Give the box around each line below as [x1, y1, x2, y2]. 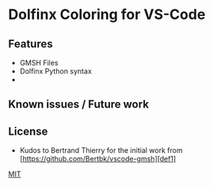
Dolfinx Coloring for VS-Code [8, 6, 206, 24]
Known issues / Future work [8, 97, 149, 112]
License [8, 124, 48, 138]
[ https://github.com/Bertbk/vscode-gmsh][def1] [19, 154, 177, 164]
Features [8, 37, 53, 51]
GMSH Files [19, 58, 59, 67]
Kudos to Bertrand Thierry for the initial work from [19, 146, 184, 155]
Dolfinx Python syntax [19, 66, 93, 76]
